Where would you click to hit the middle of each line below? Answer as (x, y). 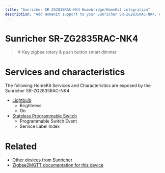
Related (21, 146)
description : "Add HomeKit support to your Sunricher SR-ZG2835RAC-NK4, (81, 14)
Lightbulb (22, 100)
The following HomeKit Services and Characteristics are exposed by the (78, 86)
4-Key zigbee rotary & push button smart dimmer (67, 52)
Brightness (30, 106)
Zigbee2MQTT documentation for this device (58, 165)
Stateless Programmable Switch (44, 116)
